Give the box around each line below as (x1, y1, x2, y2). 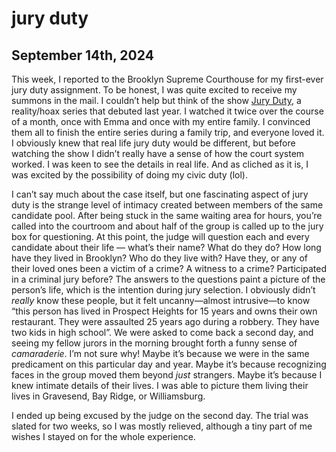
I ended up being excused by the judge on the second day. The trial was (11, 410, 309, 421)
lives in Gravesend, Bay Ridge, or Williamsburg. (11, 390, 206, 402)
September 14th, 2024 (11, 47, 154, 64)
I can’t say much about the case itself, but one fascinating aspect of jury (11, 188, 309, 200)
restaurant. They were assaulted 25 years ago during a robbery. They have (11, 316, 320, 327)
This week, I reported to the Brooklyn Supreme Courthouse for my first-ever (11, 73, 324, 85)
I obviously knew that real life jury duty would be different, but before (11, 137, 296, 149)
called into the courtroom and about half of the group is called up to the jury (11, 220, 324, 232)
